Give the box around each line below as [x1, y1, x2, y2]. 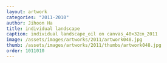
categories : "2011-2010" [6, 14, 69, 20]
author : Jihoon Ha [6, 20, 53, 26]
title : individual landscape [6, 25, 80, 32]
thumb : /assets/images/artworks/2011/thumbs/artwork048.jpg [6, 43, 162, 49]
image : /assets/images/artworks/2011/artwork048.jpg [6, 37, 143, 43]
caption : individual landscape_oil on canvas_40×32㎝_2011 [6, 31, 158, 37]
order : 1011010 [6, 48, 45, 54]
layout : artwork [6, 8, 47, 15]
